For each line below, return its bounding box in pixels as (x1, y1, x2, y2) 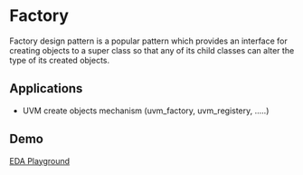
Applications (9, 81, 83, 96)
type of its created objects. (9, 54, 110, 65)
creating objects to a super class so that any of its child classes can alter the (9, 44, 295, 55)
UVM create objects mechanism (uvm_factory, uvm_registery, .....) (22, 105, 270, 116)
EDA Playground (9, 155, 71, 166)
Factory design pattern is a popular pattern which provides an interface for (9, 35, 288, 46)
